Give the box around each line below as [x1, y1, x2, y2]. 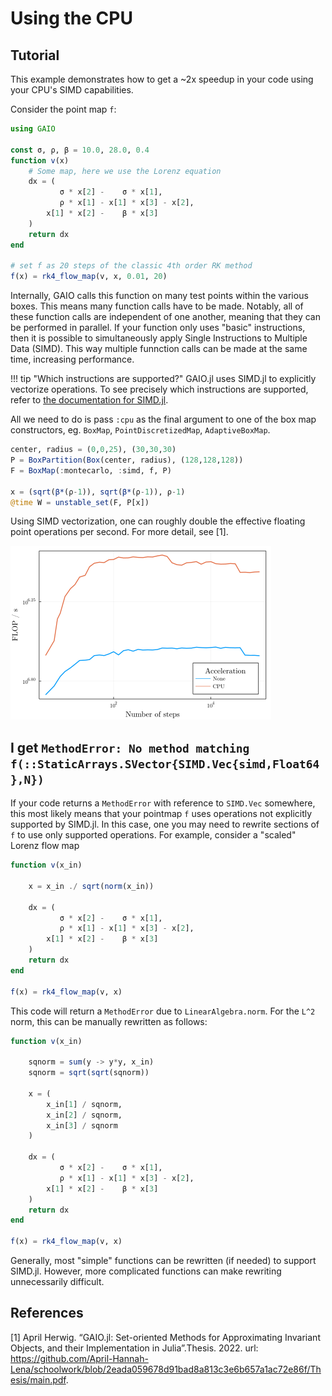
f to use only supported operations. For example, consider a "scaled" [10, 829, 297, 841]
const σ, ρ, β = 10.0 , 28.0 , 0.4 [10, 145, 150, 155]
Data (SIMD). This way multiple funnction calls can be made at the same [10, 343, 308, 355]
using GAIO [10, 124, 56, 134]
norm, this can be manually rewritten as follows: [10, 1015, 208, 1027]
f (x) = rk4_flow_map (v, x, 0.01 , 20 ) [10, 272, 168, 282]
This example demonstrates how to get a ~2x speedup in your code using [10, 73, 314, 85]
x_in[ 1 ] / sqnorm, [46, 1099, 123, 1109]
